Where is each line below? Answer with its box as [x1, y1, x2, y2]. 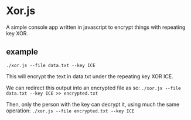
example [6, 47, 39, 57]
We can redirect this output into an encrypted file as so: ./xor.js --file [6, 84, 181, 91]
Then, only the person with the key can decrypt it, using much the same [6, 101, 180, 108]
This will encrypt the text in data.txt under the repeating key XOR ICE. [6, 72, 174, 80]
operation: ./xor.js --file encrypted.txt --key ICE [6, 107, 135, 114]
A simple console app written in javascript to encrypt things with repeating [6, 24, 186, 31]
